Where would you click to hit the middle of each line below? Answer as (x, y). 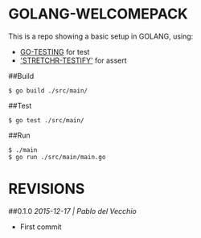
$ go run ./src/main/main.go (57, 157)
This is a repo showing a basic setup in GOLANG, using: (101, 36)
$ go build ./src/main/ (48, 90)
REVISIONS (47, 189)
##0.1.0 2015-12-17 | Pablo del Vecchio (72, 211)
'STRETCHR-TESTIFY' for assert (73, 60)
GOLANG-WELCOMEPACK (98, 14)
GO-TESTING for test (55, 51)
